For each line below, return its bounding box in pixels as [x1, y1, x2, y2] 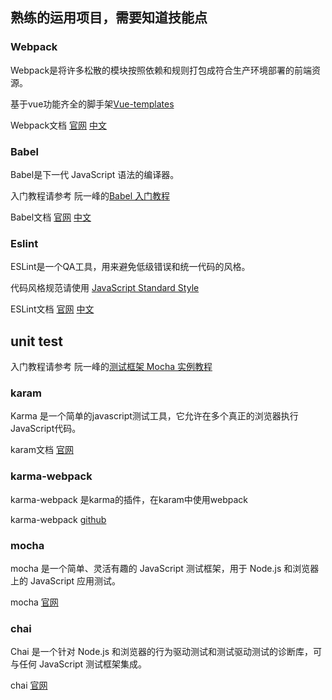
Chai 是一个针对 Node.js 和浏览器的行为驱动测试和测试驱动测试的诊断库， [10, 646, 314, 658]
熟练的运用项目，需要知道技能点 [10, 9, 208, 27]
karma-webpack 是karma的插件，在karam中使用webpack [10, 493, 249, 505]
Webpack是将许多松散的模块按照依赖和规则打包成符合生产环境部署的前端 [10, 64, 313, 76]
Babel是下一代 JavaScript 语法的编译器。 [10, 168, 180, 180]
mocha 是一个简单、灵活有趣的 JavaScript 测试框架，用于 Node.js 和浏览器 [10, 562, 320, 574]
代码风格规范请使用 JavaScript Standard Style [10, 282, 200, 294]
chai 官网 [10, 679, 48, 692]
